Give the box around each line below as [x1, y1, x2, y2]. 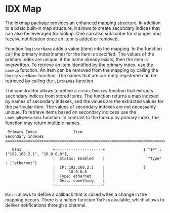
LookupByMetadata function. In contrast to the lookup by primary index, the [5, 114, 159, 120]
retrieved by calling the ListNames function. [5, 78, 95, 84]
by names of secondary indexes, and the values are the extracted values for [5, 98, 164, 104]
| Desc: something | [53, 178, 105, 183]
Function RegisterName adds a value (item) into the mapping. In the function [5, 45, 162, 51]
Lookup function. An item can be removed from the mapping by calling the [5, 67, 158, 73]
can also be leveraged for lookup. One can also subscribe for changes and [5, 30, 161, 36]
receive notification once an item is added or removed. [5, 36, 119, 42]
